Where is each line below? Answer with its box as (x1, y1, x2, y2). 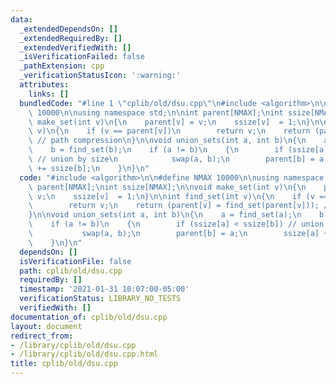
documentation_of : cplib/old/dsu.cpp (10, 312, 168, 322)
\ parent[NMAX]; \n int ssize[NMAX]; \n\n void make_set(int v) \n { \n (28, 182, 307, 192)
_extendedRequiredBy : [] (19, 33, 123, 43)
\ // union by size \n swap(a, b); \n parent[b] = (28, 154, 315, 164)
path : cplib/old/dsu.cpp (19, 266, 123, 276)
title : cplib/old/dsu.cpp (10, 359, 118, 369)
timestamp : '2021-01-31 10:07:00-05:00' (19, 284, 190, 295)
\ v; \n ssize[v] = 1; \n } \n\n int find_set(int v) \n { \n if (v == (28, 191, 329, 201)
